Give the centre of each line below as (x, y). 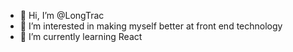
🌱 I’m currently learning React (81, 36)
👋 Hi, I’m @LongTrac (62, 15)
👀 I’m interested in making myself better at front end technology (151, 26)
